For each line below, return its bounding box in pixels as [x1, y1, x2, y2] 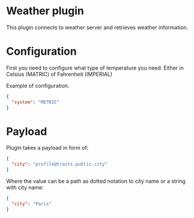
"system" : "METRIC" [11, 99, 60, 105]
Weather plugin [6, 4, 85, 18]
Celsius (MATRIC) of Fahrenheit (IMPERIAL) [6, 70, 113, 78]
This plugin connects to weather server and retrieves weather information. [6, 24, 189, 31]
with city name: [6, 184, 44, 191]
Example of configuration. [6, 82, 70, 89]
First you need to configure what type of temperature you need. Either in [6, 64, 184, 71]
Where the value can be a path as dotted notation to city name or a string [6, 178, 186, 185]
